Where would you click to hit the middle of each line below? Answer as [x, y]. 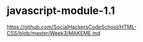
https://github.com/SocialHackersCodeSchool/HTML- [72, 27]
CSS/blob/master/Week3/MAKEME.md [54, 33]
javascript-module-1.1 [61, 11]
